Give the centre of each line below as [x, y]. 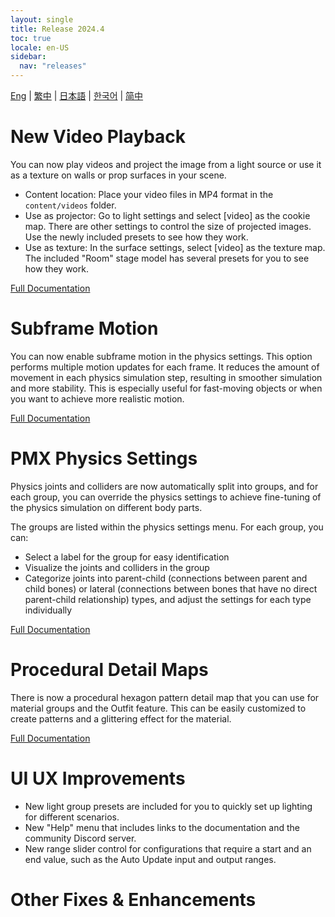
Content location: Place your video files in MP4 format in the [149, 194]
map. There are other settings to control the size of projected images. [168, 226]
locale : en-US [40, 47]
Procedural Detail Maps [109, 670]
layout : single [42, 19]
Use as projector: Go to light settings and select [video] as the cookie [167, 215]
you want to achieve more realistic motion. [97, 398]
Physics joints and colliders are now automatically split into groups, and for [164, 486]
